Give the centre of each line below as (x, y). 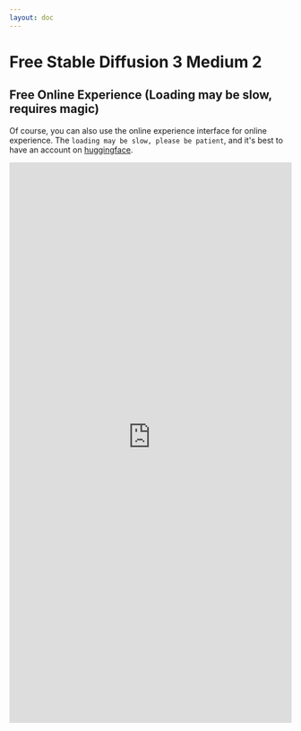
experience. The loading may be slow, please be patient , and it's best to (146, 140)
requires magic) (55, 109)
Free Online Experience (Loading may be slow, (141, 95)
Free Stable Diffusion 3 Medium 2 (136, 61)
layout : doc (31, 17)
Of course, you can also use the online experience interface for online (138, 130)
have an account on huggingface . (71, 150)
